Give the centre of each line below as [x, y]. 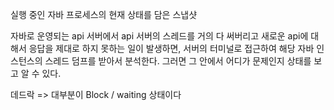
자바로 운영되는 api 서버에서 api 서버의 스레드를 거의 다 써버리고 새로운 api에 [159, 36]
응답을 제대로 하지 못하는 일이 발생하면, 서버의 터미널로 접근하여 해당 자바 [171, 48]
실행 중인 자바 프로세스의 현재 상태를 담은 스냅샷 [104, 14]
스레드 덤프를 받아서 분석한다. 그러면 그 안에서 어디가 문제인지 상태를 [178, 61]
